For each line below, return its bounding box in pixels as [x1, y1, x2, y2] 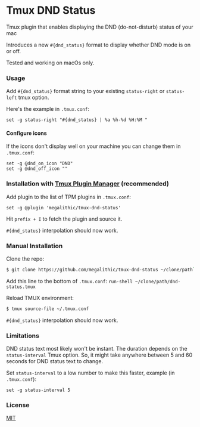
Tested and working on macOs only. [6, 59, 95, 66]
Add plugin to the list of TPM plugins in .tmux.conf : [6, 193, 131, 200]
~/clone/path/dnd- [135, 279, 181, 284]
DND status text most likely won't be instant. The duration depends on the [6, 345, 187, 352]
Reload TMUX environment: [6, 294, 74, 301]
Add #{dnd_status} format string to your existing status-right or [6, 88, 165, 95]
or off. [6, 47, 21, 54]
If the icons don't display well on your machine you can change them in [6, 143, 181, 150]
